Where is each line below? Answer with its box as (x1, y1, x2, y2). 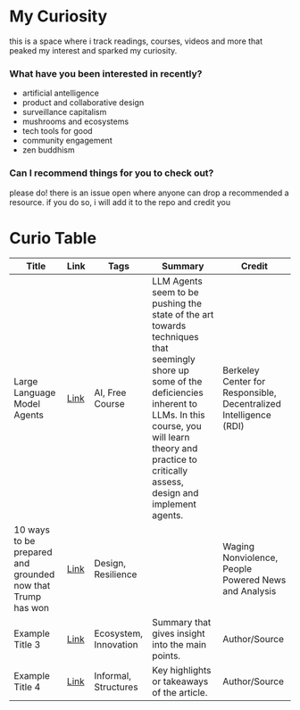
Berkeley (222, 364, 260, 376)
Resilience (93, 568, 137, 581)
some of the (151, 376, 203, 388)
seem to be (151, 286, 199, 299)
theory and (151, 442, 198, 455)
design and (151, 487, 199, 499)
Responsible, (222, 386, 277, 399)
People (222, 563, 253, 575)
